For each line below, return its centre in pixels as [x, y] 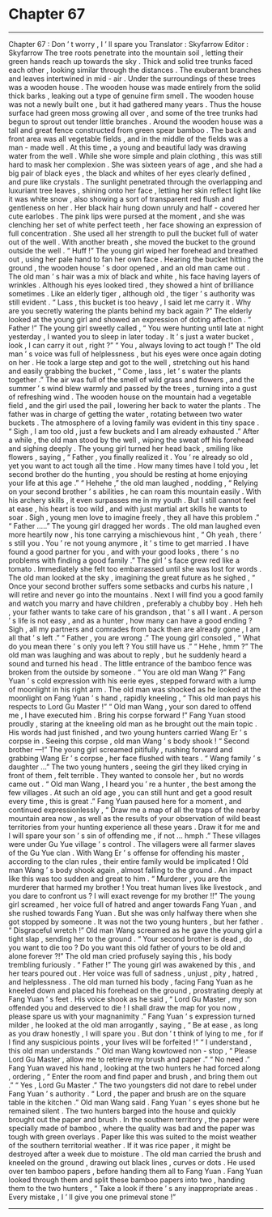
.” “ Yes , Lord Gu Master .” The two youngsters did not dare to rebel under [133, 1085]
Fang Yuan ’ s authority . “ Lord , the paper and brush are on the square [127, 1093]
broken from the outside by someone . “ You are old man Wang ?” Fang [127, 672]
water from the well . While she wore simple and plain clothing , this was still [135, 155]
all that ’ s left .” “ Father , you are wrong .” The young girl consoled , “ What [134, 637]
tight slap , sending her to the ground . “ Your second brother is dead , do [130, 938]
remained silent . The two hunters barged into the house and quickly [122, 1111]
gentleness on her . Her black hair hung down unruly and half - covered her [134, 207]
